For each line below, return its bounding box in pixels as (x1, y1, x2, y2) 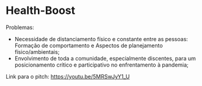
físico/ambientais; (14, 48, 60, 55)
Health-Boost (5, 4, 76, 18)
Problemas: (5, 24, 35, 31)
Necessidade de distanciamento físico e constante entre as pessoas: (14, 35, 189, 42)
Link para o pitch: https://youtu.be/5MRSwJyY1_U (5, 73, 130, 80)
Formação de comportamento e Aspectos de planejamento (14, 42, 163, 49)
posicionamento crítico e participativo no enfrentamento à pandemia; (14, 61, 189, 68)
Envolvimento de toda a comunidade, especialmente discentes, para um (14, 55, 196, 62)
